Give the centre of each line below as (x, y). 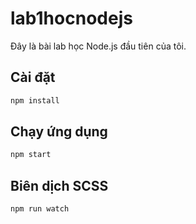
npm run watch (40, 209)
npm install (35, 100)
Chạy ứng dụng (59, 132)
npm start (31, 155)
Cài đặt (33, 77)
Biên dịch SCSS (59, 185)
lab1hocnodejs (71, 18)
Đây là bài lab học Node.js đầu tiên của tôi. (98, 46)
